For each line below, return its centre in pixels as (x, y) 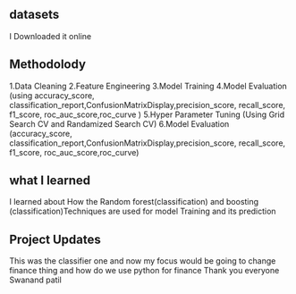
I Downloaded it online (51, 36)
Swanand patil (36, 280)
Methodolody (48, 65)
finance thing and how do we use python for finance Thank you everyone (144, 271)
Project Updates (55, 239)
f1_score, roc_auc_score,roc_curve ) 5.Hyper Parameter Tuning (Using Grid (147, 114)
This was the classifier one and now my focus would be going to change (143, 261)
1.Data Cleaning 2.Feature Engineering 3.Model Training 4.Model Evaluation (148, 86)
